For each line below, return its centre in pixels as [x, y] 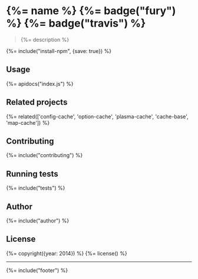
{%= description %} [45, 39]
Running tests [32, 174]
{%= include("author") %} [38, 221]
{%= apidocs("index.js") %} [40, 84]
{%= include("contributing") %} [44, 155]
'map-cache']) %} [28, 122]
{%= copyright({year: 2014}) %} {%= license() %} [67, 253]
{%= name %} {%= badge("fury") [91, 11]
